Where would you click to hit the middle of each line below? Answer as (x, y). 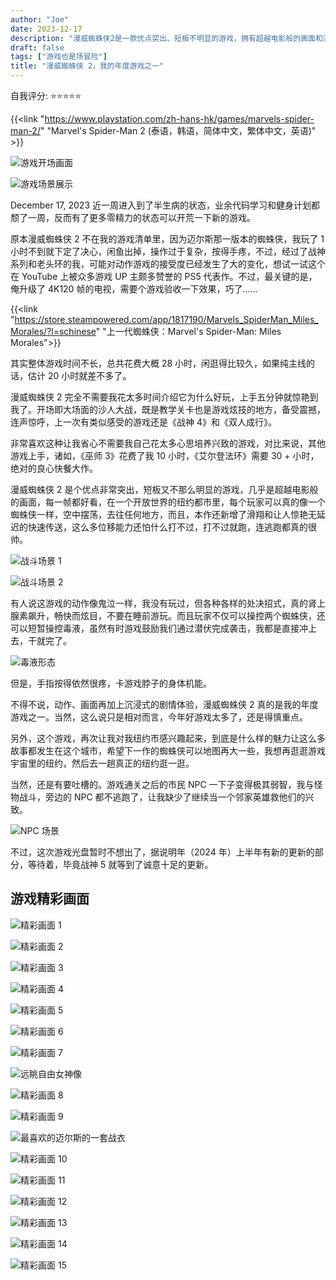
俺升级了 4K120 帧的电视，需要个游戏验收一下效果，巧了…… (134, 289)
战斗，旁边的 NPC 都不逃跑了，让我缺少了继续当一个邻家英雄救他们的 (162, 797)
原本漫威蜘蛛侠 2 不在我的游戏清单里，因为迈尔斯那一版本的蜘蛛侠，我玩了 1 (167, 239)
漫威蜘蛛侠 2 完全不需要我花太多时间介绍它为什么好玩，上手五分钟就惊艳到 (164, 397)
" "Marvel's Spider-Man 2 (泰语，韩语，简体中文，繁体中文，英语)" (178, 130)
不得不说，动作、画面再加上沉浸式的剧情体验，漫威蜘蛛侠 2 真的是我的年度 (164, 704)
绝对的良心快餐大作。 (54, 468)
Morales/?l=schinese (53, 331)
